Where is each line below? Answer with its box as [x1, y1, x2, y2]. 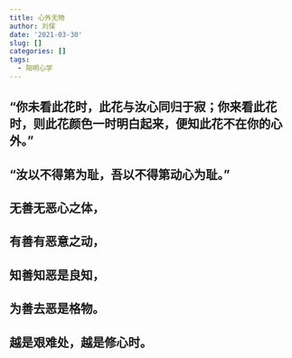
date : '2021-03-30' [9, 30, 83, 39]
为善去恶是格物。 [9, 301, 105, 316]
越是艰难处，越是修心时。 [9, 334, 152, 350]
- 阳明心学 [17, 64, 53, 73]
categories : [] [9, 47, 67, 56]
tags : [9, 55, 30, 64]
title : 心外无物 [9, 13, 65, 23]
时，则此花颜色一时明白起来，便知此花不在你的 [9, 117, 271, 132]
